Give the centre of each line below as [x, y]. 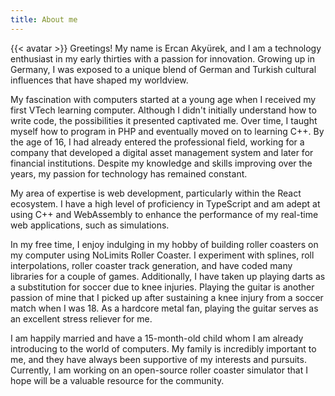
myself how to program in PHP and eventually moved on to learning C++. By [167, 131]
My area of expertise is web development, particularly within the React [156, 193]
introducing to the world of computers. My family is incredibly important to [163, 348]
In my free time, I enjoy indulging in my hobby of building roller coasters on [164, 244]
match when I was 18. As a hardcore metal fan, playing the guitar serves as [164, 308]
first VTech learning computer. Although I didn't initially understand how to [163, 110]
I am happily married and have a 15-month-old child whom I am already [157, 338]
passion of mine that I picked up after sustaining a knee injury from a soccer [167, 297]
